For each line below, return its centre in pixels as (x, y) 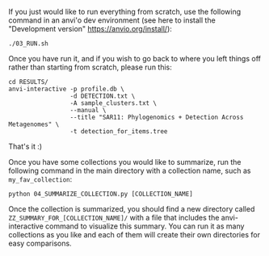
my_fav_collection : (40, 179)
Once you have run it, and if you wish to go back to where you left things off (134, 59)
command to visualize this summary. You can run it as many (145, 226)
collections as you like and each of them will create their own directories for (134, 235)
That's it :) (25, 146)
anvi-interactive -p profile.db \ (67, 89)
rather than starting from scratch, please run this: (90, 67)
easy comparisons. (40, 243)
